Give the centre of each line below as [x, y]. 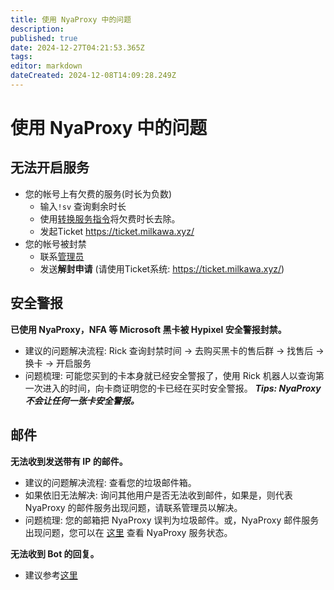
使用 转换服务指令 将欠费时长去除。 [110, 218]
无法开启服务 [50, 167]
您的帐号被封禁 [55, 243]
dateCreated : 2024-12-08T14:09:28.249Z [93, 76]
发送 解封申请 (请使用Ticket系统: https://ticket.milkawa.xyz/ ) [162, 268]
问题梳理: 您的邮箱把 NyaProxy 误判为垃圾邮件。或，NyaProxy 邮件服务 [172, 520]
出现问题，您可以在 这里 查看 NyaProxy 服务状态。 [128, 532]
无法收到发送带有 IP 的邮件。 [69, 461]
